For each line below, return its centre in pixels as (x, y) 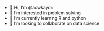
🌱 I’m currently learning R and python (48, 18)
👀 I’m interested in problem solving (45, 13)
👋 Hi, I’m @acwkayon (31, 8)
